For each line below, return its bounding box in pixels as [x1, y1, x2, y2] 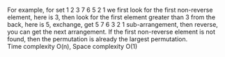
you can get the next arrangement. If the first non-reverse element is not [7, 27, 216, 36]
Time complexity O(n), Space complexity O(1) [7, 43, 138, 50]
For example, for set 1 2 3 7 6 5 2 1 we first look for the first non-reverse [7, 6, 213, 14]
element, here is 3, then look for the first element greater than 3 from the [7, 13, 216, 21]
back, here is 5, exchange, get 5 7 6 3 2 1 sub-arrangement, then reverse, [7, 21, 218, 28]
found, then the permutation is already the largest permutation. [7, 35, 188, 43]
